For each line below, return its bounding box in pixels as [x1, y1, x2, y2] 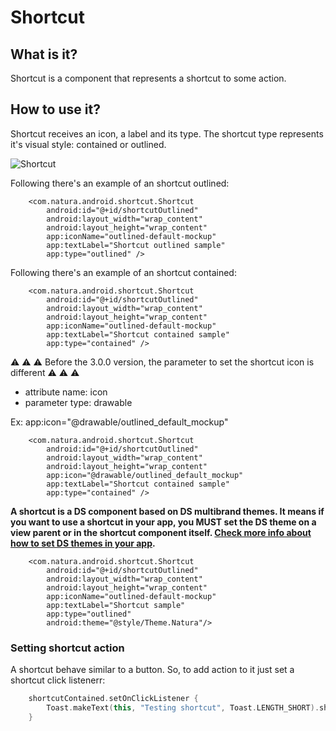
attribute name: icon [24, 386, 108, 398]
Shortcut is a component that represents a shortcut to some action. [10, 72, 287, 84]
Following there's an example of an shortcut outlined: [10, 177, 230, 189]
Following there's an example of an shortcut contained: [10, 266, 237, 278]
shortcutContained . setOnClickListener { [28, 694, 199, 704]
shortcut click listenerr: [10, 674, 106, 686]
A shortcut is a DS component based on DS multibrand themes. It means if [10, 505, 325, 517]
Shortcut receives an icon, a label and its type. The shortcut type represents [10, 127, 324, 140]
